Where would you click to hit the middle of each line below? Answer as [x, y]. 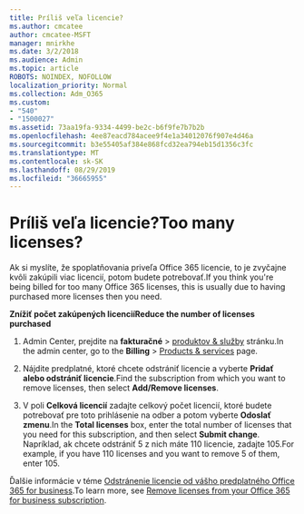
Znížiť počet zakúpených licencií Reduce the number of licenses [132, 314]
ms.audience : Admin [46, 60]
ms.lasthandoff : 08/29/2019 [63, 170]
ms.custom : [30, 102]
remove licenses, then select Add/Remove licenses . [121, 388]
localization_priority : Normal [69, 85]
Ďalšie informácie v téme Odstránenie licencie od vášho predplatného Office [152, 481]
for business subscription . [58, 500]
